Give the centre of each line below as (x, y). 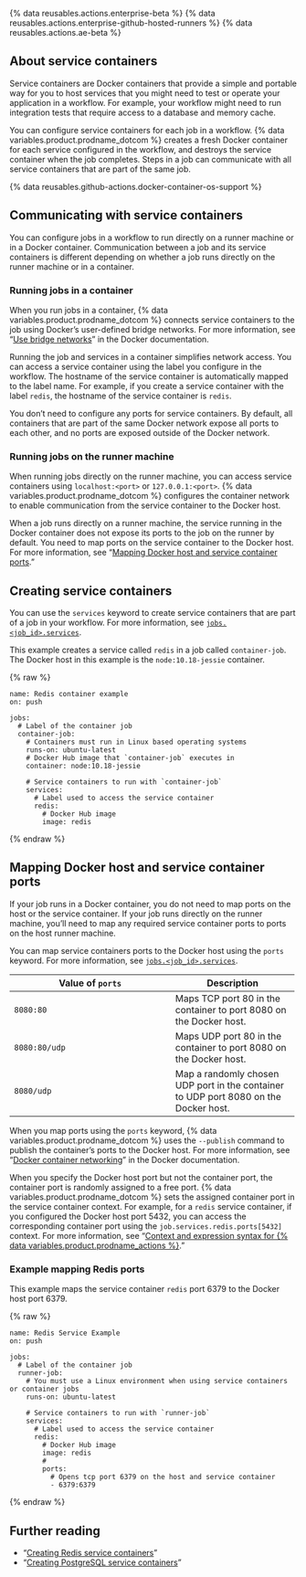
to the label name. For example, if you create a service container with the (147, 386)
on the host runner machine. (63, 933)
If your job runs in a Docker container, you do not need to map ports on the (150, 904)
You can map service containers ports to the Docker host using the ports (147, 950)
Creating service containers (91, 591)
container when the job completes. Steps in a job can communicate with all (151, 159)
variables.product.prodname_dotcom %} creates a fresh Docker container (148, 140)
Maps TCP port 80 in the (228, 998)
